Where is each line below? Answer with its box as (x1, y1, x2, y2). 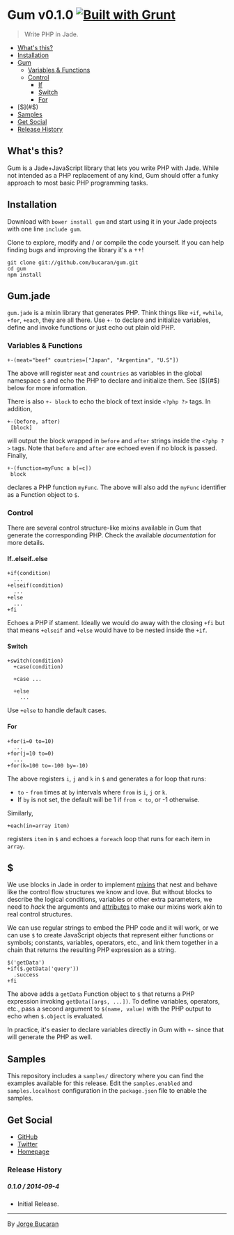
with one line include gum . (7, 224, 82, 233)
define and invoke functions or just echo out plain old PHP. (7, 323, 175, 332)
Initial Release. (17, 1199, 59, 1208)
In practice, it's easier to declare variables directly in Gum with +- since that (7, 1025, 224, 1034)
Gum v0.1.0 (7, 7, 74, 23)
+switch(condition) (7, 657, 64, 665)
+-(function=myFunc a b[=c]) (7, 464, 92, 472)
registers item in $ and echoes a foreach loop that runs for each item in (7, 834, 210, 843)
